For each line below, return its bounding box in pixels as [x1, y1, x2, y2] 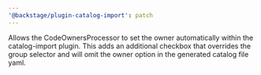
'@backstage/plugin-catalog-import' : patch [8, 11, 154, 20]
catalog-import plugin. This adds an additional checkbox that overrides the [8, 41, 251, 51]
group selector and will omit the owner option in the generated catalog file [8, 49, 249, 59]
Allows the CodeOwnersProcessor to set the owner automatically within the [8, 33, 254, 42]
